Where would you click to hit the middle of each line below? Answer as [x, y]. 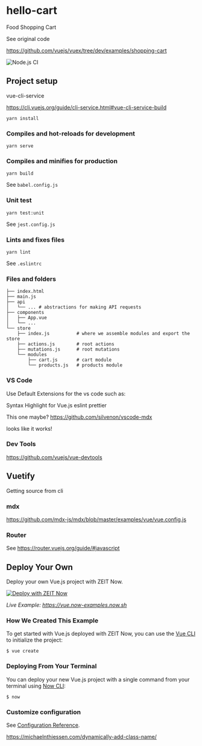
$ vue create [23, 651]
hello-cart [32, 11]
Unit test [19, 201]
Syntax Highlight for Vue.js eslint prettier [57, 405]
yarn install [23, 118]
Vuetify [21, 476]
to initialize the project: [35, 640]
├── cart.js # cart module [70, 360]
